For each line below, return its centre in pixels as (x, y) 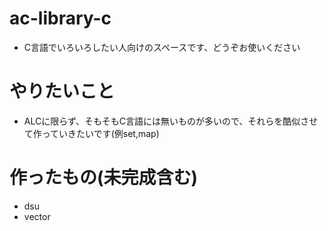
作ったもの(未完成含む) (104, 178)
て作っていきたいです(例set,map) (91, 133)
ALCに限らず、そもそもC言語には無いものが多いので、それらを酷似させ (171, 121)
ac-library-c (60, 18)
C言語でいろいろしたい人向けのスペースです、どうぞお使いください (162, 47)
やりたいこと (62, 91)
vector (37, 216)
